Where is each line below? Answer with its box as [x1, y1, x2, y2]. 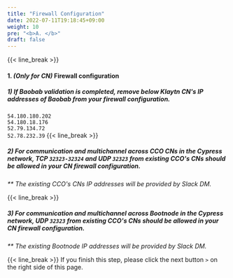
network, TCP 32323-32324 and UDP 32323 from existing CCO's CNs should [7, 155, 226, 163]
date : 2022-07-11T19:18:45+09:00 [7, 17, 105, 24]
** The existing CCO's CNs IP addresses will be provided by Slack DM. [7, 179, 212, 188]
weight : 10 [7, 23, 39, 30]
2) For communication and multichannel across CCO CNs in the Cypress [7, 147, 223, 155]
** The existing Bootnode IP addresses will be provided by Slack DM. [7, 242, 207, 250]
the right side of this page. [7, 263, 84, 271]
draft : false [7, 36, 45, 43]
